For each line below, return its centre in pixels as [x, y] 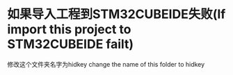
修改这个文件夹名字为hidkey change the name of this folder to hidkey [106, 64]
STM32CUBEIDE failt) [71, 44]
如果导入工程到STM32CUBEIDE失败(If [116, 14]
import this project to [69, 30]
